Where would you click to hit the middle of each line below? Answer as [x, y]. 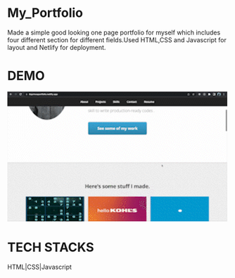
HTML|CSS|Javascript [40, 267]
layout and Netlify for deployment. [57, 47]
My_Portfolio [45, 13]
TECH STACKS [51, 247]
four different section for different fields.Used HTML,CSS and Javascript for [117, 39]
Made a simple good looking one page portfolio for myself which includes [114, 32]
